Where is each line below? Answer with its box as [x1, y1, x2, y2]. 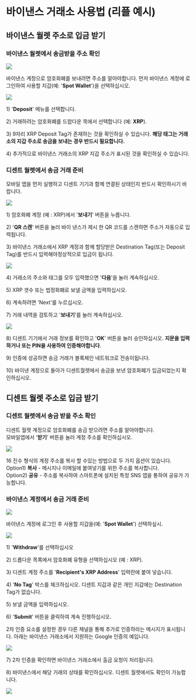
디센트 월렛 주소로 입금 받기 [6, 393, 98, 403]
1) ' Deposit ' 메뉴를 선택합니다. [6, 105, 76, 112]
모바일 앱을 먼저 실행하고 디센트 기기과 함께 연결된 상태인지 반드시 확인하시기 [6, 181, 181, 188]
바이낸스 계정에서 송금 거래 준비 [6, 495, 90, 503]
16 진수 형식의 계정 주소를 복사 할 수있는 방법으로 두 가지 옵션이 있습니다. [6, 457, 172, 464]
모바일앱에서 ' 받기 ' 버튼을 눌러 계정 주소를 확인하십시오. [6, 433, 133, 440]
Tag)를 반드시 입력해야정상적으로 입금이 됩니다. [6, 251, 114, 258]
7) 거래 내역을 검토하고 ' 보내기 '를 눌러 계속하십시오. [6, 311, 123, 319]
